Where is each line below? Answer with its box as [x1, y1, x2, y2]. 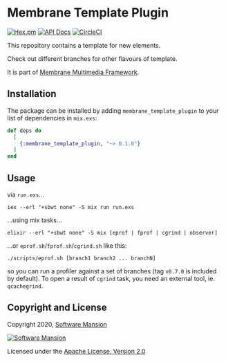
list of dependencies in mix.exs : [7, 114, 97, 122]
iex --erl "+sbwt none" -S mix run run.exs [7, 203, 135, 210]
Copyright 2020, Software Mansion [7, 320, 107, 328]
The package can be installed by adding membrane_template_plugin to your [7, 106, 219, 115]
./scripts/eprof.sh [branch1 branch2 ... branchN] [7, 255, 156, 262]
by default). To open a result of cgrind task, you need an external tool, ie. [7, 274, 216, 282]
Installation [7, 88, 57, 100]
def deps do [7, 127, 41, 134]
